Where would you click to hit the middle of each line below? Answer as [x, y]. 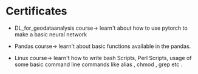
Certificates [36, 11]
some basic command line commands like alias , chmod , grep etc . [98, 64]
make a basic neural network [51, 34]
